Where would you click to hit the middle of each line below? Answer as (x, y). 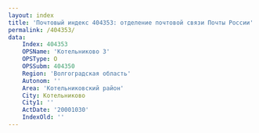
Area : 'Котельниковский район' (73, 88)
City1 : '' (38, 102)
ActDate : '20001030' (56, 110)
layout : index (31, 15)
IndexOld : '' (43, 117)
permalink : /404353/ (42, 30)
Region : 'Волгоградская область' (77, 74)
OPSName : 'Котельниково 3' (66, 52)
